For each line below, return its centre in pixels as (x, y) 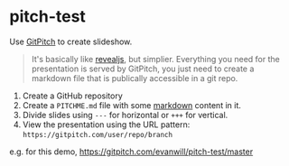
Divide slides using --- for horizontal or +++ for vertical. (125, 115)
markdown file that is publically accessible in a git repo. (135, 78)
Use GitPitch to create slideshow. (71, 41)
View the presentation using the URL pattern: (106, 124)
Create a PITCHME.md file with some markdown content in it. (132, 105)
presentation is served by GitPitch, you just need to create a (143, 69)
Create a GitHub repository (73, 96)
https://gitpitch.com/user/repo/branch (98, 134)
